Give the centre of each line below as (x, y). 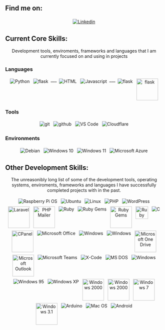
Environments (22, 139)
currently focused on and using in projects (84, 56)
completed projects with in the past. (84, 190)
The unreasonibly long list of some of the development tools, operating (84, 180)
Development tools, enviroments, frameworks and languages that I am (84, 51)
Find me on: (24, 8)
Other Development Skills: (47, 168)
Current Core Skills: (36, 39)
